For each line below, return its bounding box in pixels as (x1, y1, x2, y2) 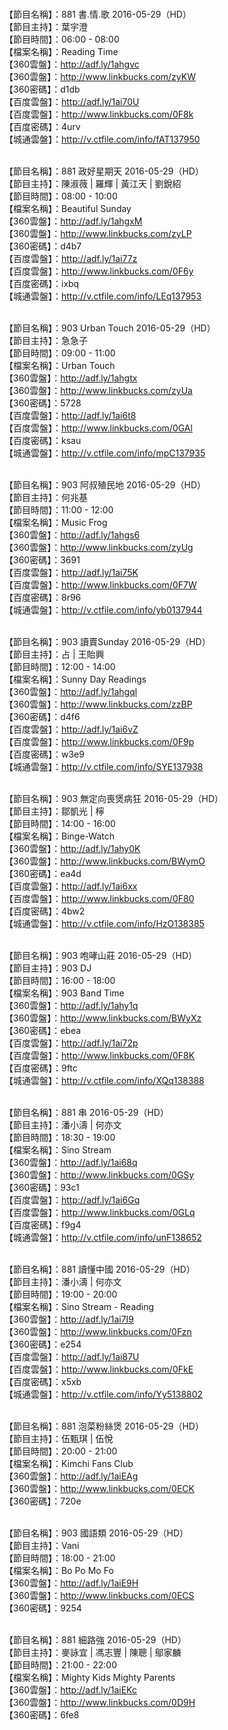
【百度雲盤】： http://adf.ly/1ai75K (4, 567, 139, 578)
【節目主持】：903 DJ (4, 962, 92, 974)
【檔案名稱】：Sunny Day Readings (4, 673, 147, 685)
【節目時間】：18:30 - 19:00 (4, 1132, 116, 1143)
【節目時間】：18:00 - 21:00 (4, 1552, 116, 1564)
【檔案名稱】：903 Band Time (4, 987, 125, 999)
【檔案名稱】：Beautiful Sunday (4, 203, 132, 214)
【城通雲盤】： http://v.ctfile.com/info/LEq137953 (4, 290, 202, 302)
